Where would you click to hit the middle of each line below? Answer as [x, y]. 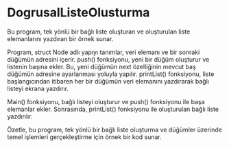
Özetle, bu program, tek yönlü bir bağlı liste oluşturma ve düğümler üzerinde [115, 129]
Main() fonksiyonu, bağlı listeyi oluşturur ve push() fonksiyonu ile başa [106, 101]
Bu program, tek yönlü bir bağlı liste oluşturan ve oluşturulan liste [99, 32]
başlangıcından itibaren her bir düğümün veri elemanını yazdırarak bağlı [108, 81]
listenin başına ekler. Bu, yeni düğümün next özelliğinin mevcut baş [102, 66]
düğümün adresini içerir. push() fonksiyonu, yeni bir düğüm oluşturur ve [108, 59]
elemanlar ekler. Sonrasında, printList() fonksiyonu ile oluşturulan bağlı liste [113, 109]
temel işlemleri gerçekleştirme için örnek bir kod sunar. [85, 137]
